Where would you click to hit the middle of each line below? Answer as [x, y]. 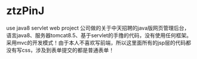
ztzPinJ [25, 11]
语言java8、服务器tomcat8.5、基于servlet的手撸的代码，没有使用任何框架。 [99, 35]
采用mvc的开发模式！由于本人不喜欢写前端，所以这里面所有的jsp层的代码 [96, 42]
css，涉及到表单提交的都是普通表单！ [68, 50]
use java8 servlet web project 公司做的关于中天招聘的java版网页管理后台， [98, 28]
